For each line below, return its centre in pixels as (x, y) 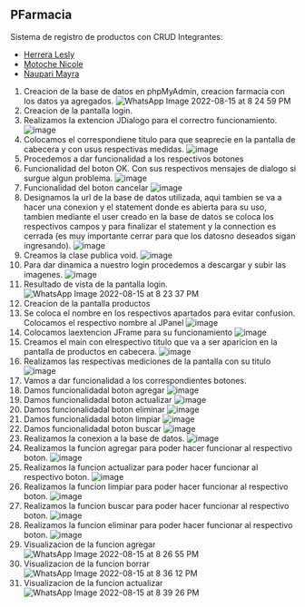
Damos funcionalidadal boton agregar (94, 390)
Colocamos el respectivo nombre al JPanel (103, 322)
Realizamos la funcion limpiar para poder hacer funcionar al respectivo (156, 486)
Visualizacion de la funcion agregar (89, 544)
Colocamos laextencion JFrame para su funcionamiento (128, 332)
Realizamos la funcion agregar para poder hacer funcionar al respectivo (158, 447)
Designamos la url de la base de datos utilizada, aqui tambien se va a (152, 197)
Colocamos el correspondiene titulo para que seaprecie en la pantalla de (159, 139)
